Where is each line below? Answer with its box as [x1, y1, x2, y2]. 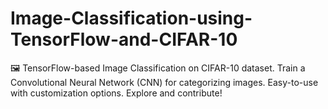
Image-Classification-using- [10, 7, 253, 30]
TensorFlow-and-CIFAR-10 [10, 28, 238, 51]
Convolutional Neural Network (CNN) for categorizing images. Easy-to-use [10, 76, 319, 88]
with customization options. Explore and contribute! [10, 87, 223, 99]
